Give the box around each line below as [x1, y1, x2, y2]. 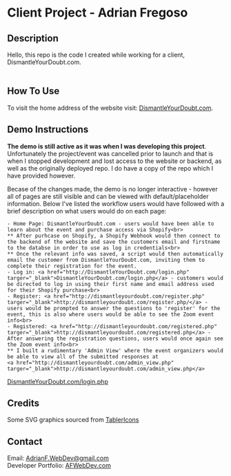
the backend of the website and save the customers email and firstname [7, 238, 221, 245]
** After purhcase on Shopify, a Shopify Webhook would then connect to [7, 232, 221, 239]
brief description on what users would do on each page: [7, 207, 167, 215]
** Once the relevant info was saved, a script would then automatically [7, 250, 224, 257]
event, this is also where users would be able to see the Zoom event [7, 311, 214, 318]
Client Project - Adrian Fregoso [7, 5, 188, 21]
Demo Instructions [7, 124, 89, 135]
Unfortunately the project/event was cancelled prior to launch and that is [7, 149, 214, 158]
